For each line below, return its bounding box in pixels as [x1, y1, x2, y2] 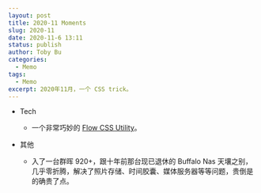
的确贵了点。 [31, 176, 74, 186]
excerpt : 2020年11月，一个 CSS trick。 [8, 85, 133, 93]
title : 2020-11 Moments [8, 19, 87, 27]
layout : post [8, 11, 51, 20]
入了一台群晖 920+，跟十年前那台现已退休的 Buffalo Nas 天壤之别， [31, 157, 253, 166]
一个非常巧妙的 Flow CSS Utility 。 [31, 123, 142, 133]
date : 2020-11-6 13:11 [8, 33, 83, 42]
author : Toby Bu [8, 48, 62, 56]
